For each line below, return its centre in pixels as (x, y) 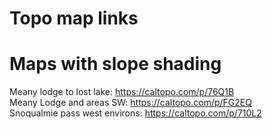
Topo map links (74, 18)
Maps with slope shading (115, 64)
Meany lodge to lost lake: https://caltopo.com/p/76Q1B (122, 92)
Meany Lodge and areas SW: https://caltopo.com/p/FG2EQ (130, 103)
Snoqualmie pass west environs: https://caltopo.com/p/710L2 (135, 113)
